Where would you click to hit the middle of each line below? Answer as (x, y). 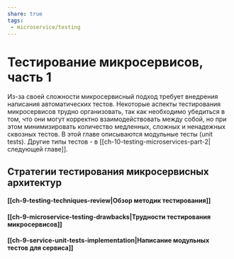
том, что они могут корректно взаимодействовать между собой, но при (117, 119)
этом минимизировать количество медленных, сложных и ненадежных (116, 127)
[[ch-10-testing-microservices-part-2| (155, 142)
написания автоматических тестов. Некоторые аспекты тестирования (114, 104)
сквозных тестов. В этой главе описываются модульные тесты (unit (110, 134)
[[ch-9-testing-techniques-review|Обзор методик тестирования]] (109, 201)
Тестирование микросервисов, (105, 62)
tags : (15, 21)
